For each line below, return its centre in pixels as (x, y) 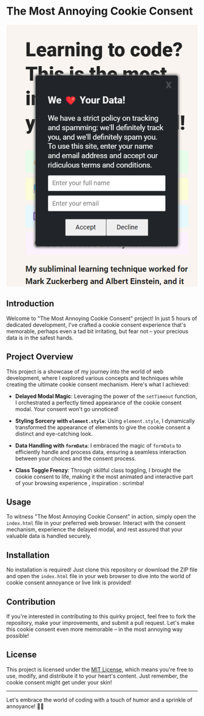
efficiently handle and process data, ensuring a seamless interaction (100, 452)
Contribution (31, 602)
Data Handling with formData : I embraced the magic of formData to (98, 445)
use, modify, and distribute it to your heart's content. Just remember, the (97, 676)
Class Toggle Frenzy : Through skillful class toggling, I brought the (98, 470)
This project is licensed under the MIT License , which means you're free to (100, 669)
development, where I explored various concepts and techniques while (95, 378)
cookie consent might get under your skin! (59, 682)
